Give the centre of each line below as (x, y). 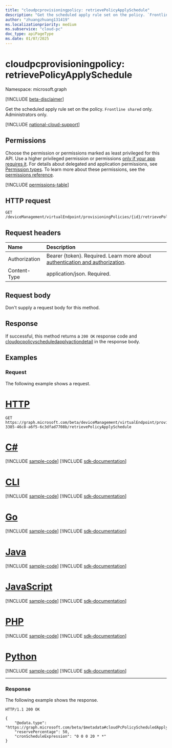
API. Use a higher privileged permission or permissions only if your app (80, 158)
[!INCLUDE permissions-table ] (37, 185)
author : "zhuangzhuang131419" (38, 19)
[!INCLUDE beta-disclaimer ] (35, 99)
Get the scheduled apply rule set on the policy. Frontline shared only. (79, 109)
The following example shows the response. (52, 700)
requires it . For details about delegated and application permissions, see (81, 164)
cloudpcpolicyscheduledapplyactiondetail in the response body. (73, 341)
